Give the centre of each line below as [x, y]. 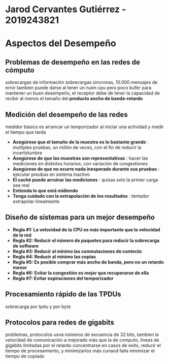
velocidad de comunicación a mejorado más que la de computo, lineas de [82, 340]
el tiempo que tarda [26, 132]
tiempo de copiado [25, 356]
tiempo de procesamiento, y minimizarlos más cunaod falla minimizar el [80, 351]
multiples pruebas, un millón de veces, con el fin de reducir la [77, 147]
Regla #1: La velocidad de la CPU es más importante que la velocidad [86, 229]
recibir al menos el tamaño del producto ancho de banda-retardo [74, 99]
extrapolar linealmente [36, 201]
